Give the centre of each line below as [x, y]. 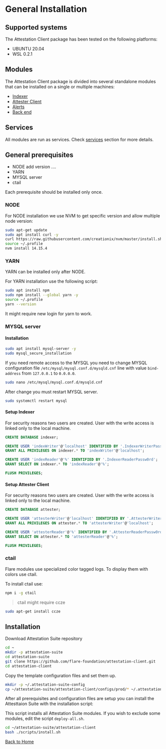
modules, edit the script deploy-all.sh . [45, 719]
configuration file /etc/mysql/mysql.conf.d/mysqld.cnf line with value [76, 368]
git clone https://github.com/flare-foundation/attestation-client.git [80, 661]
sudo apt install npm [27, 291]
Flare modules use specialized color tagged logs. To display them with [77, 569]
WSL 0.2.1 [22, 54]
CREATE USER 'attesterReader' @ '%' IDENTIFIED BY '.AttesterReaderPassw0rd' [85, 532]
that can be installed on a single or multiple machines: [60, 86]
